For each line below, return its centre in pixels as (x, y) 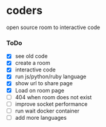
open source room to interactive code (53, 27)
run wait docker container (47, 111)
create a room (32, 63)
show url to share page (44, 83)
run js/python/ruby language (51, 77)
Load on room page (40, 90)
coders (25, 11)
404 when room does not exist (53, 97)
